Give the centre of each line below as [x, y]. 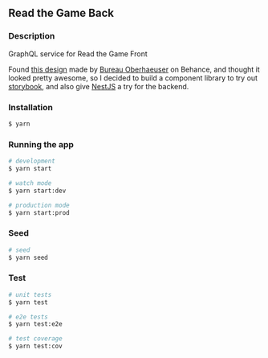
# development [32, 161]
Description [32, 36]
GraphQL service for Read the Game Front [78, 53]
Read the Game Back [61, 13]
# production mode [39, 205]
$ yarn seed [28, 257]
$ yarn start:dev [37, 191]
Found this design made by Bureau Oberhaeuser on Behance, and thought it [134, 69]
